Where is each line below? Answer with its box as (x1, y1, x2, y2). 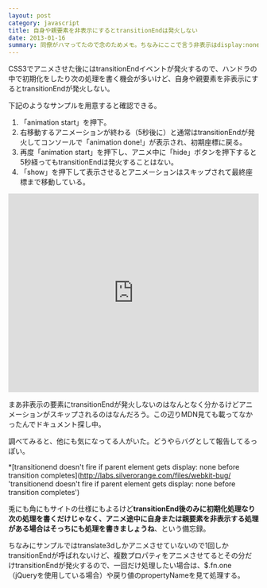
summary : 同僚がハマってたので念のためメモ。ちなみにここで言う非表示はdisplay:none (8, 41, 261, 49)
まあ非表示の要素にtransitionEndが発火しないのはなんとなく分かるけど (8, 400, 240, 409)
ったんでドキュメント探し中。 (8, 420, 106, 429)
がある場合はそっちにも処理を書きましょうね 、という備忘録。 (8, 524, 211, 533)
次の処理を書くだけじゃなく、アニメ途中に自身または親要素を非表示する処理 (8, 514, 259, 524)
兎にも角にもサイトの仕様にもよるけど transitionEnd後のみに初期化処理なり (8, 504, 256, 513)
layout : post (8, 11, 52, 20)
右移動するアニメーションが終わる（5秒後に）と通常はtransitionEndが (19, 128, 249, 137)
